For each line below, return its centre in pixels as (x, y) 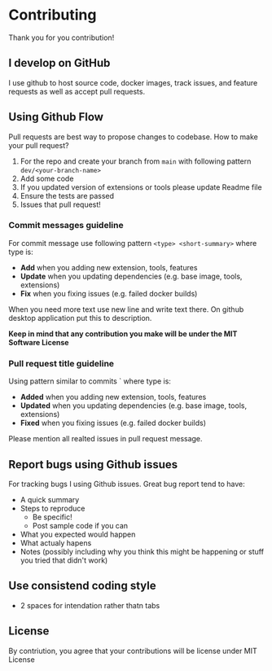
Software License (39, 342)
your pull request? (39, 145)
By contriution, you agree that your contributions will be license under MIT (133, 651)
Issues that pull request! (61, 204)
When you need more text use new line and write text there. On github (126, 309)
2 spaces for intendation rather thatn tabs (90, 605)
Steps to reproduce (53, 508)
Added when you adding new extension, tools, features (113, 397)
